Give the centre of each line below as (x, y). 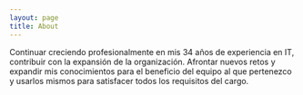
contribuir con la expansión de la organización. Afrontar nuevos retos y (142, 62)
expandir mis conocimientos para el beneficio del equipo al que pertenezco (151, 71)
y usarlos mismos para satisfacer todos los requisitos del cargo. (129, 81)
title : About (34, 26)
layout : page (34, 18)
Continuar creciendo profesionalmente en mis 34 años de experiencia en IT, (152, 52)
